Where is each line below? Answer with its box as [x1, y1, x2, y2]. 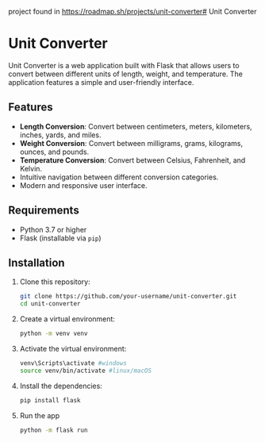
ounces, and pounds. [19, 147, 90, 156]
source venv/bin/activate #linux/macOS [19, 367, 152, 375]
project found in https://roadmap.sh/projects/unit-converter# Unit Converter [8, 7, 257, 16]
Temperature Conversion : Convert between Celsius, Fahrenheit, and [19, 155, 246, 165]
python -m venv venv [19, 329, 88, 338]
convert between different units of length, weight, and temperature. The [8, 69, 244, 79]
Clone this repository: [19, 277, 90, 286]
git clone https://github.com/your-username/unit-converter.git [19, 293, 237, 301]
